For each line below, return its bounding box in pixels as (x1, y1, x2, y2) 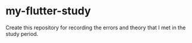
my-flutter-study (5, 4, 91, 18)
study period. (5, 30, 39, 37)
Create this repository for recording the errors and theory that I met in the (5, 24, 186, 31)
